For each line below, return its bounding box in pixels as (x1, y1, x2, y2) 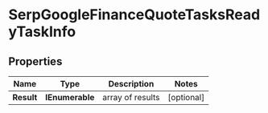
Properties (8, 54, 63, 68)
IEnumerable (45, 92, 95, 103)
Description (108, 79, 155, 89)
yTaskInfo (8, 22, 76, 41)
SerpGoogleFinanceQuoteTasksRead (8, 6, 261, 24)
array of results (102, 92, 160, 103)
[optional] (167, 92, 205, 103)
